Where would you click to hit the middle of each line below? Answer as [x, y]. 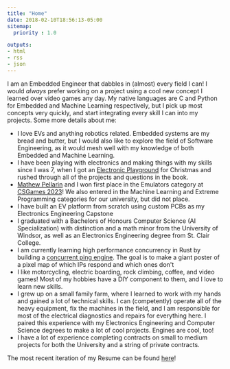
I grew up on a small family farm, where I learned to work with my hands [119, 294]
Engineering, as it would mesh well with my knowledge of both [105, 147]
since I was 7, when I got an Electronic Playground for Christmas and [114, 169]
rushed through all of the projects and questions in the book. [103, 177]
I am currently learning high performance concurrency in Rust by [109, 250]
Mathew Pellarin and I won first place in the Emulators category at [110, 184]
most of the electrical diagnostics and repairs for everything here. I [112, 316]
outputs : [20, 45]
